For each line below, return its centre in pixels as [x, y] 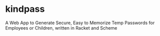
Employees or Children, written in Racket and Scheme [61, 28]
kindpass [25, 9]
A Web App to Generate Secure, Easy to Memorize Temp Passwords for [80, 23]
